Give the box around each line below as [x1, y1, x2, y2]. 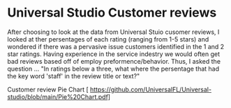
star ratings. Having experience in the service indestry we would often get [7, 50, 221, 58]
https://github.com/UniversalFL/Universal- [89, 85, 211, 93]
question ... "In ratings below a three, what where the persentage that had [7, 64, 220, 73]
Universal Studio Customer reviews [7, 5, 217, 21]
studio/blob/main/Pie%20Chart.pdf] [7, 92, 110, 101]
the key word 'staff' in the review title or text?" [7, 71, 140, 80]
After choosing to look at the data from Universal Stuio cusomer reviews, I [7, 28, 220, 36]
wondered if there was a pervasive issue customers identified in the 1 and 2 [7, 42, 225, 51]
